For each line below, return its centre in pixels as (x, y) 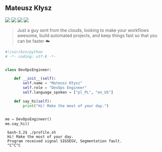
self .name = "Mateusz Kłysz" (53, 83)
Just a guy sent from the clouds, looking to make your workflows (83, 30)
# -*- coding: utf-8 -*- (31, 56)
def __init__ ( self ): (35, 78)
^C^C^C (14, 146)
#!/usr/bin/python (24, 52)
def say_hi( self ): (33, 101)
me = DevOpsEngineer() (28, 119)
